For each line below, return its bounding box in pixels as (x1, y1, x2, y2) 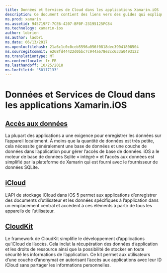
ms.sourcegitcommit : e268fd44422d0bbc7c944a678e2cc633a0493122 (5, 49, 139, 54)
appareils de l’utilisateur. (5, 208, 55, 214)
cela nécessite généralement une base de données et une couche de (5, 143, 147, 149)
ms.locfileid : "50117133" (5, 68, 59, 73)
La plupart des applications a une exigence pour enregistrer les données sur (5, 133, 162, 138)
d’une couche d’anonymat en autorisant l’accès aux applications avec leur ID (5, 257, 162, 263)
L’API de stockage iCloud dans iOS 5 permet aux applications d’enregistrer (5, 192, 158, 198)
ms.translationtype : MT (5, 53, 55, 59)
